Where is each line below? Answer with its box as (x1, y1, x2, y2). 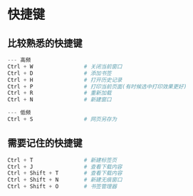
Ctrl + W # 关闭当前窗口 (7, 63, 122, 70)
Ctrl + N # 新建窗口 (7, 96, 112, 103)
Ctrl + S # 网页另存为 (7, 115, 118, 123)
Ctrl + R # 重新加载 (7, 90, 112, 97)
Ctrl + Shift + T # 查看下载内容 (7, 170, 122, 177)
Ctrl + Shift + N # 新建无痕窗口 (7, 176, 122, 184)
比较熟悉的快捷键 (7, 37, 83, 49)
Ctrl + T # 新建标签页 (7, 156, 118, 164)
